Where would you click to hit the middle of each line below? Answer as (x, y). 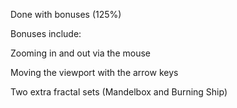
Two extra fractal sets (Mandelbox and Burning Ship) (119, 92)
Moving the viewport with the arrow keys (94, 72)
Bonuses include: (46, 33)
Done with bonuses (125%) (66, 14)
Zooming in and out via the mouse (80, 53)
